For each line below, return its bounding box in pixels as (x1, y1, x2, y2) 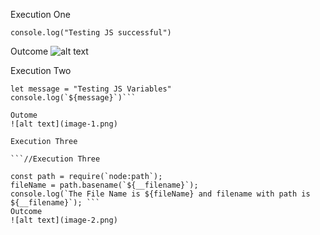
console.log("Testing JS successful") (10, 28, 172, 38)
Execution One (10, 9, 71, 20)
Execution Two (10, 65, 72, 76)
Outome (10, 110, 38, 120)
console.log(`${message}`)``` (10, 93, 137, 103)
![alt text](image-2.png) (10, 215, 118, 225)
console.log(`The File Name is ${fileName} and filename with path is (10, 189, 311, 199)
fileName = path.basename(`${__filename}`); (10, 180, 199, 190)
